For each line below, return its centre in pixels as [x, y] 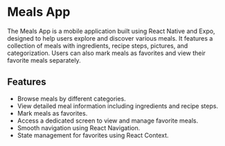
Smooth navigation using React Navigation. [79, 127]
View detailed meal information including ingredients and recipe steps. [118, 106]
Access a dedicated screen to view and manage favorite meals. [108, 121]
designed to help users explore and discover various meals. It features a [110, 38]
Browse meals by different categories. [71, 98]
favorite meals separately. [44, 60]
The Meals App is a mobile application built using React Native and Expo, [111, 31]
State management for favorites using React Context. [93, 135]
